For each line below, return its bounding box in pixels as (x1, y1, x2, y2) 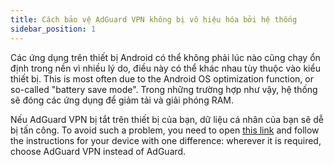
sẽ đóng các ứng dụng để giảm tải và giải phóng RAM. (10, 94, 234, 106)
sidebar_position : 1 (10, 24, 97, 34)
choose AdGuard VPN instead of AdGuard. (10, 145, 187, 157)
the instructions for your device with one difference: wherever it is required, (10, 134, 322, 146)
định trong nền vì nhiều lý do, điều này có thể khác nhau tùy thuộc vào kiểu (10, 62, 321, 74)
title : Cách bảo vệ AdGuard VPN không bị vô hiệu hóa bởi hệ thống (10, 14, 298, 25)
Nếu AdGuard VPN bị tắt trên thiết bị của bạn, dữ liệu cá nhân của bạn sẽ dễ (10, 113, 324, 125)
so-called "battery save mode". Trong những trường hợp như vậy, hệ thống (10, 83, 318, 95)
